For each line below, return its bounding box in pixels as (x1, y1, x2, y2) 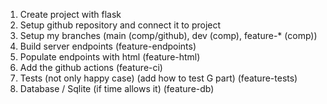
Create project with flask (19, 9, 122, 20)
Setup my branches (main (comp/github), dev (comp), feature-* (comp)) (19, 30, 318, 41)
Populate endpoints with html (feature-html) (19, 51, 201, 63)
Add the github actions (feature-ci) (19, 62, 163, 73)
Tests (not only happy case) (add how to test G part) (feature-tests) (19, 72, 298, 84)
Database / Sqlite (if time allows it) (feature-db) (19, 83, 215, 94)
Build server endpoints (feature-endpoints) (19, 40, 197, 52)
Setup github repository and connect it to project (19, 19, 222, 31)
